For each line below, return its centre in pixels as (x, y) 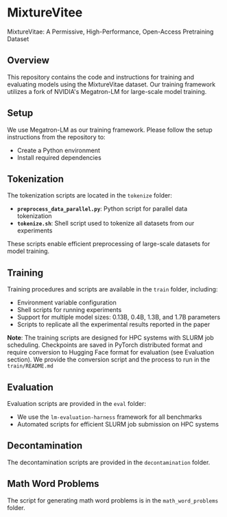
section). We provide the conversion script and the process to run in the (109, 360)
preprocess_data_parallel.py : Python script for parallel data (102, 209)
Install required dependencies (59, 157)
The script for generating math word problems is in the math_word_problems (113, 500)
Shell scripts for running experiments (69, 310)
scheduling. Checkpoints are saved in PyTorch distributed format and (105, 345)
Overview (28, 61)
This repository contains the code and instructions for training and (100, 77)
